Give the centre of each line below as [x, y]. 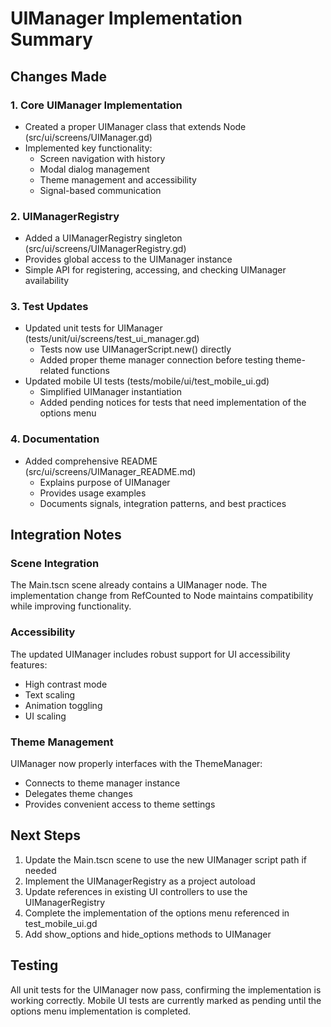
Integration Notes [66, 535]
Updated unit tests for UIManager [93, 328]
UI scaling [45, 716]
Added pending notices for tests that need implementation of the [173, 403]
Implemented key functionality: [88, 148]
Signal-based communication [100, 190]
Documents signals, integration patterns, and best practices [163, 503]
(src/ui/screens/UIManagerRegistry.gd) [105, 249]
